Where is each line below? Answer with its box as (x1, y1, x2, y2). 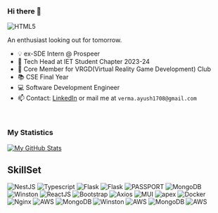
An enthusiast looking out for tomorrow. (7, 36, 122, 44)
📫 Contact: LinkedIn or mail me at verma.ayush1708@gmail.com (17, 94, 197, 103)
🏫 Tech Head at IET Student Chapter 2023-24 (17, 58, 150, 66)
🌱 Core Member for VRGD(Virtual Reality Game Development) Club (17, 65, 211, 73)
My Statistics (7, 128, 54, 138)
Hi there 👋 (7, 6, 42, 16)
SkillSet (7, 164, 41, 176)
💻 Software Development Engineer (17, 84, 120, 92)
